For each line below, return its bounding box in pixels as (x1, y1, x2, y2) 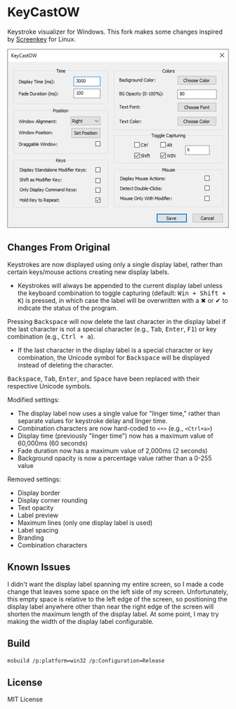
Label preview (17, 511, 58, 519)
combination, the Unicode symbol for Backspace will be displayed (17, 353, 210, 362)
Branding (17, 533, 44, 542)
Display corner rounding (17, 496, 88, 505)
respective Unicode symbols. (7, 382, 92, 390)
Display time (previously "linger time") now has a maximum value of (17, 431, 214, 440)
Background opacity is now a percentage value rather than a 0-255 (17, 454, 212, 462)
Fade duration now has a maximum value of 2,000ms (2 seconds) (17, 446, 208, 455)
